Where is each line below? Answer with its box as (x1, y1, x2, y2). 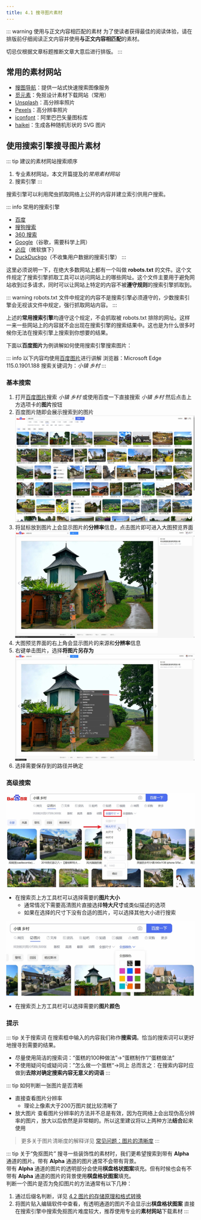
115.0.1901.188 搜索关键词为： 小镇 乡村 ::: (6, 362, 106, 370)
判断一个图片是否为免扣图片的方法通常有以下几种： (6, 1180, 132, 1187)
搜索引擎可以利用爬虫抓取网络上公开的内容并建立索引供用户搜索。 (6, 190, 169, 198)
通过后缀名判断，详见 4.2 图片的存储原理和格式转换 (14, 1192, 142, 1200)
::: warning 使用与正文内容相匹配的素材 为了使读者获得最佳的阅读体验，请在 (6, 28, 193, 35)
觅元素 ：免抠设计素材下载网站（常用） (14, 92, 109, 99)
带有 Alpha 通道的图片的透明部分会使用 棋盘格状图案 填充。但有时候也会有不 (6, 1165, 192, 1172)
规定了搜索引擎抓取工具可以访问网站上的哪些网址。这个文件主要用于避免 (11, 274, 190, 281)
